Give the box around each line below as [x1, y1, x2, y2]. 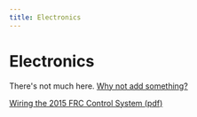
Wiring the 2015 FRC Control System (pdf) [9, 97, 163, 108]
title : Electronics [9, 12, 82, 22]
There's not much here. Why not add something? [9, 81, 188, 91]
